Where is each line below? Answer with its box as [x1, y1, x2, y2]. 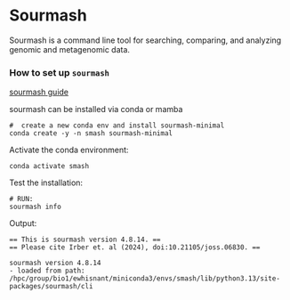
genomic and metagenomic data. [9, 44, 131, 54]
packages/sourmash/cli [9, 282, 93, 291]
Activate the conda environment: [9, 144, 129, 156]
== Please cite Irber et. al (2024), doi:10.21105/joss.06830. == [9, 243, 261, 252]
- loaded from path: [9, 266, 86, 276]
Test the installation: [9, 177, 83, 188]
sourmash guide [9, 86, 69, 98]
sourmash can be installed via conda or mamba [9, 104, 183, 115]
